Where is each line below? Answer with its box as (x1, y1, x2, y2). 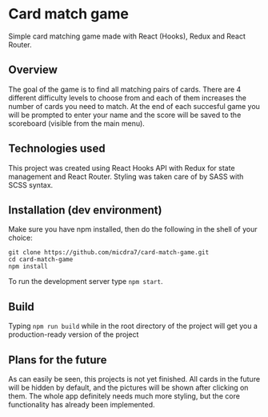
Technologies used (8, 142, 106, 156)
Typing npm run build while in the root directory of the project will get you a (8, 322, 258, 331)
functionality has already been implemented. (8, 400, 155, 409)
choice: (8, 233, 34, 243)
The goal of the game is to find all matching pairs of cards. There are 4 (8, 84, 242, 94)
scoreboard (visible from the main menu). (8, 118, 146, 128)
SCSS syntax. (8, 180, 54, 189)
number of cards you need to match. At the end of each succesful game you (8, 101, 260, 111)
